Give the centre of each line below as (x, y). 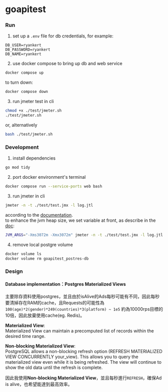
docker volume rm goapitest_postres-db (47, 259)
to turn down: (19, 82)
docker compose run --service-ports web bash (54, 186)
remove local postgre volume (43, 244)
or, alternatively (21, 125)
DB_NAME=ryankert (23, 54)
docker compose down (27, 92)
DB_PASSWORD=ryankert (28, 50)
